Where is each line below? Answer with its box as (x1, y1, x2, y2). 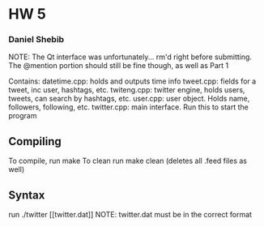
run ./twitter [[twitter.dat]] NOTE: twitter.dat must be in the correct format (8, 210, 253, 220)
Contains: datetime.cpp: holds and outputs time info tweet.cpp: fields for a (8, 76, 257, 86)
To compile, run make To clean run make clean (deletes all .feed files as (8, 156, 248, 166)
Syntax (8, 188, 45, 202)
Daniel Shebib (8, 34, 65, 45)
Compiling (8, 135, 62, 148)
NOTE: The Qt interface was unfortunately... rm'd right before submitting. (8, 52, 253, 62)
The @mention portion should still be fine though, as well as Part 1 (8, 61, 229, 71)
